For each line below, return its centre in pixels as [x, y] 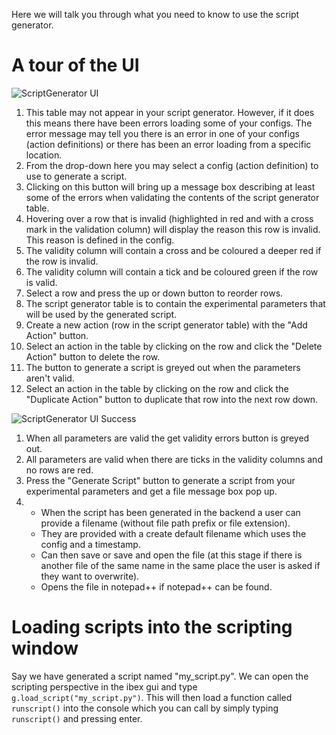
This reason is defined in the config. [100, 240]
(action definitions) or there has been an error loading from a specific [168, 144]
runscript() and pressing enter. [77, 718]
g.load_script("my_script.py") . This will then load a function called [152, 697]
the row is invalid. [62, 261]
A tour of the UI [75, 65]
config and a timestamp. [90, 544]
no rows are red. [59, 470]
